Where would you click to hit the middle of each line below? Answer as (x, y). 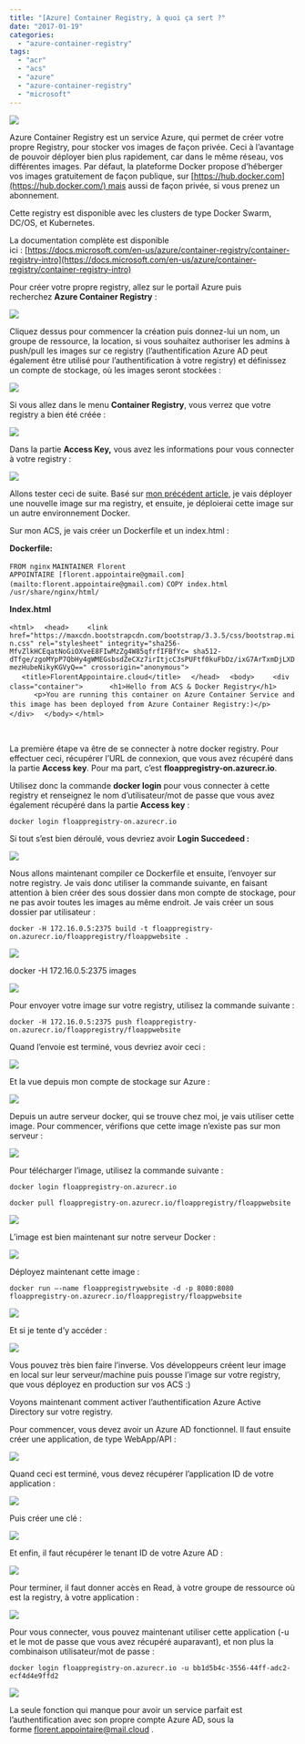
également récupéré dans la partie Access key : (100, 805)
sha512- (207, 651)
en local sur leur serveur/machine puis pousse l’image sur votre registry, (145, 1374)
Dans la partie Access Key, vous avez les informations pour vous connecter (152, 449)
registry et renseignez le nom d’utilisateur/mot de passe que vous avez (142, 795)
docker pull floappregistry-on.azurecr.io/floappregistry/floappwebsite (150, 1203)
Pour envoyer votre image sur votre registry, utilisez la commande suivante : (152, 1005)
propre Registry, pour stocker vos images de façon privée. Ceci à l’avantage (152, 147)
